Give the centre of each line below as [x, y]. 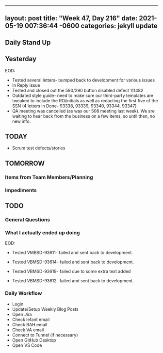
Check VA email [28, 330]
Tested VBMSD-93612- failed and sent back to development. [73, 281]
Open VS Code [27, 345]
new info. [21, 121]
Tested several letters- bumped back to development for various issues [83, 80]
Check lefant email [31, 319]
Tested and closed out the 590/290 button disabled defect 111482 [78, 90]
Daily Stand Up [28, 42]
